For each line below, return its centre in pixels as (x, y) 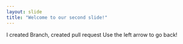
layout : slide (24, 12)
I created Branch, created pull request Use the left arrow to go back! (92, 34)
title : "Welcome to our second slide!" (57, 17)
